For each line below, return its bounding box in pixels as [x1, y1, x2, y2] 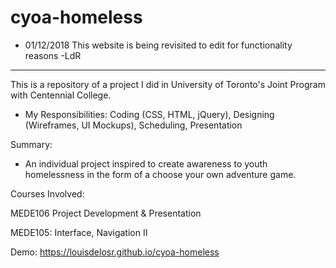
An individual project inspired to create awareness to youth [24, 157, 268, 170]
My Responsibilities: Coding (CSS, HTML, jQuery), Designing [24, 108, 275, 120]
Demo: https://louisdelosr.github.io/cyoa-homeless [10, 246, 220, 258]
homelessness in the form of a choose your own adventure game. [24, 168, 297, 180]
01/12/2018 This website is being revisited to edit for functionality [24, 39, 293, 51]
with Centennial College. [10, 89, 112, 101]
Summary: [10, 138, 53, 150]
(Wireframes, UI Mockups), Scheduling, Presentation [24, 119, 243, 131]
